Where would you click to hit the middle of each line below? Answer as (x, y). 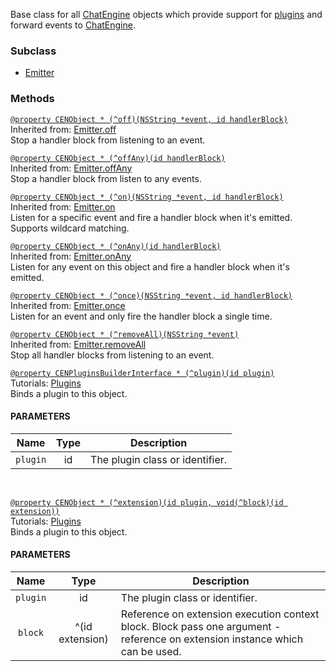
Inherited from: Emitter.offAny (71, 168)
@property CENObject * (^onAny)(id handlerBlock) (116, 246)
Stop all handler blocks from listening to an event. (112, 355)
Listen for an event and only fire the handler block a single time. (141, 316)
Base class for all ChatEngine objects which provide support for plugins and (166, 14)
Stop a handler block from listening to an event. (108, 140)
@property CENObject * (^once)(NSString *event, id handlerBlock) (151, 295)
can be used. (151, 651)
